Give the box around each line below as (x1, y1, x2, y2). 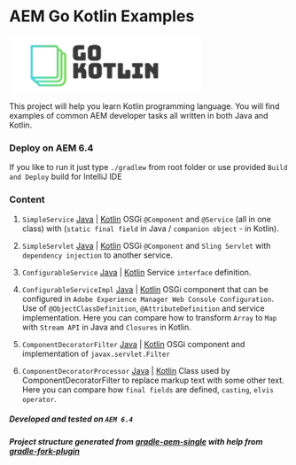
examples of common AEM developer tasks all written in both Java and (9, 110, 269, 120)
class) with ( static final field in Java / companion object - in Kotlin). (21, 223, 279, 234)
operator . (21, 393, 58, 404)
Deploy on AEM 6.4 (9, 142, 94, 154)
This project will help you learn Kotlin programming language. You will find (9, 100, 280, 112)
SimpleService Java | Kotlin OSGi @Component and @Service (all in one (21, 213, 272, 224)
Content (9, 193, 46, 205)
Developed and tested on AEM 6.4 (9, 414, 134, 424)
